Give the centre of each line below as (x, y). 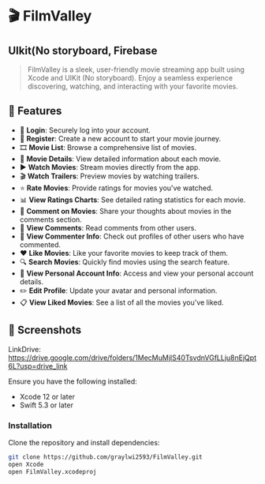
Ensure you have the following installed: (73, 381)
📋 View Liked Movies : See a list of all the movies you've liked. (121, 302)
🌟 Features (35, 111)
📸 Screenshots (45, 330)
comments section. (51, 219)
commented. (40, 244)
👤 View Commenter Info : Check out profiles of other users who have (132, 236)
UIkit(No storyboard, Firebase (83, 50)
